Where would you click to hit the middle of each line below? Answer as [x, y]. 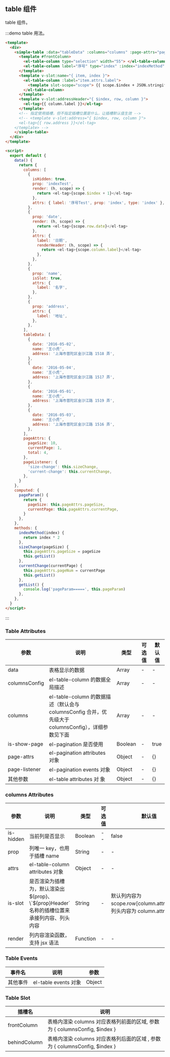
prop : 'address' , [51, 306]
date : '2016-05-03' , [54, 415]
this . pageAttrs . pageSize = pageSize [62, 552]
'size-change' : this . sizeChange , [63, 467]
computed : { [27, 490]
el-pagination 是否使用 [76, 745]
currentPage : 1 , [45, 448]
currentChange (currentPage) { [50, 566]
